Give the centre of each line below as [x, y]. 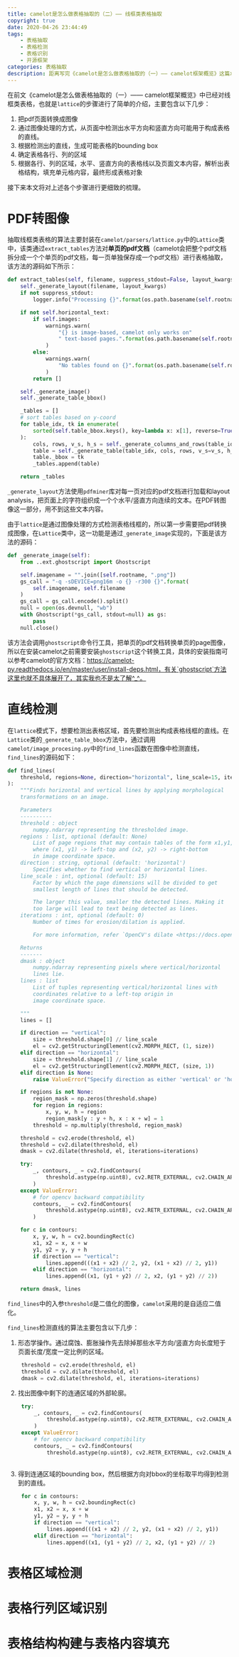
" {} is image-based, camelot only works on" [125, 332]
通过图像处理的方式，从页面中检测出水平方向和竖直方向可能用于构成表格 [123, 127]
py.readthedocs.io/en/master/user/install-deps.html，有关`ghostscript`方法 [117, 669]
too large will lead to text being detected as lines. [116, 909]
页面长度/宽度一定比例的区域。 [63, 1352]
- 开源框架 [34, 61]
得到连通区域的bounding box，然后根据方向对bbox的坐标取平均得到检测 [123, 1473]
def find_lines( [31, 770]
